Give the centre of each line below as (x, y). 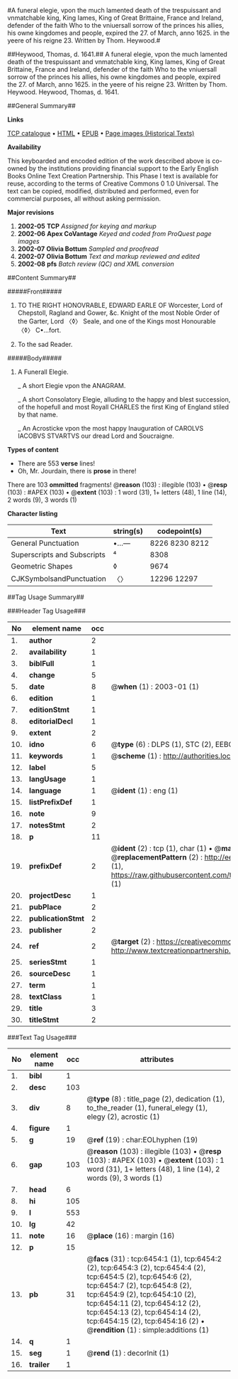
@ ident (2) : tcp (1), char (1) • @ (166, 848)
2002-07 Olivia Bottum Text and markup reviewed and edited (109, 256)
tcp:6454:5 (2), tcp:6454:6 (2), (139, 1277)
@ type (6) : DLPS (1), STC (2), (162, 744)
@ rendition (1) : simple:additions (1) (148, 1330)
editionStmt (49, 710)
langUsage (48, 779)
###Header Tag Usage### (47, 611)
